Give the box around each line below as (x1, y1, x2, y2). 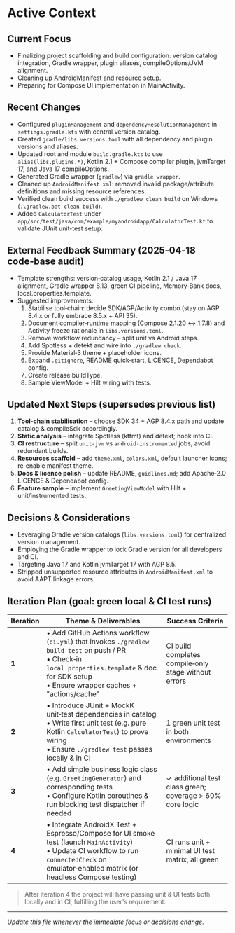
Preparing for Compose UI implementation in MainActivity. (17, 81, 185, 89)
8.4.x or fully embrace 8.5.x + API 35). (27, 311, 138, 319)
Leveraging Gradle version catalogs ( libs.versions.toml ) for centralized (17, 530, 227, 539)
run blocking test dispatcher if (46, 800, 145, 810)
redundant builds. (17, 447, 69, 455)
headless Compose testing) (46, 872, 137, 882)
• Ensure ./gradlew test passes (46, 745, 152, 754)
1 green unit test (166, 718, 220, 728)
